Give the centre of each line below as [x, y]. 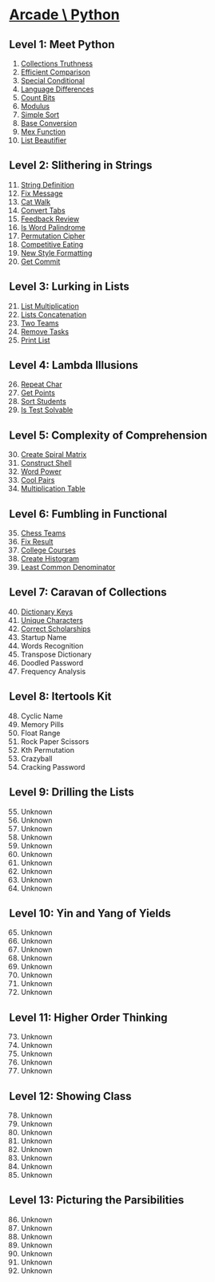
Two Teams [40, 323]
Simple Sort [40, 115]
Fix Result [37, 542]
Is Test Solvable [47, 410]
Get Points [38, 393]
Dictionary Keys [47, 612]
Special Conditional [52, 81]
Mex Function [43, 131]
